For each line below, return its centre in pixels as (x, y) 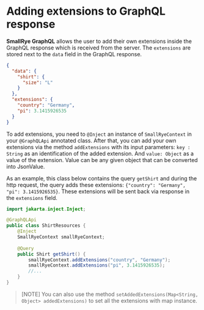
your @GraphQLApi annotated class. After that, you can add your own (91, 140)
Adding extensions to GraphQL (86, 11)
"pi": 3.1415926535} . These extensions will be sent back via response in (98, 191)
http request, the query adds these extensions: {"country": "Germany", (96, 185)
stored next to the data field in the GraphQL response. (74, 54)
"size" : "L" (38, 83)
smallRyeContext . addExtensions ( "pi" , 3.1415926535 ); (97, 265)
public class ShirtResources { (46, 226)
